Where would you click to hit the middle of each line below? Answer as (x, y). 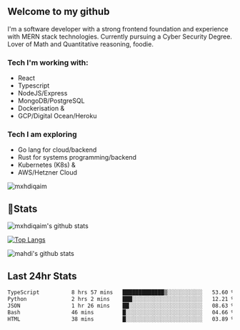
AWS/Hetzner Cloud (47, 172)
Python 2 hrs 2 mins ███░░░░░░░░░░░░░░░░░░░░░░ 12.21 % (121, 299)
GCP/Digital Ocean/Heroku (57, 116)
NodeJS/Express (42, 93)
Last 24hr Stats (42, 276)
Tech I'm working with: (48, 62)
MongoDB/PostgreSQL (51, 101)
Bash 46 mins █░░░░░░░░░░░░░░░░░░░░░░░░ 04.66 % (121, 312)
